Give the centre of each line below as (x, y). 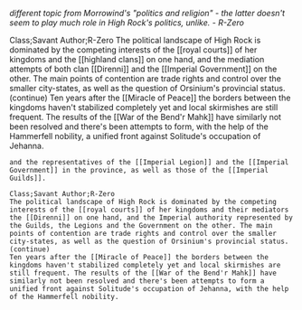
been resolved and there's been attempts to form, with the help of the (139, 127)
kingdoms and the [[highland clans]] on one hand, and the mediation (137, 59)
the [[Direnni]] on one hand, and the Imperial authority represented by (151, 218)
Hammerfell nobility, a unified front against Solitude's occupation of (135, 136)
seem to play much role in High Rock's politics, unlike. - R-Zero (127, 23)
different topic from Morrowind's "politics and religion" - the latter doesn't (147, 13)
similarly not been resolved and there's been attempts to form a (137, 281)
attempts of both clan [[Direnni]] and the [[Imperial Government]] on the (143, 69)
